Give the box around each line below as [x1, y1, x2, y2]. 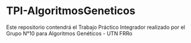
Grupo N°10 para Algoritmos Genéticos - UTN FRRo [6, 29, 133, 37]
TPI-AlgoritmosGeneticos [6, 4, 136, 18]
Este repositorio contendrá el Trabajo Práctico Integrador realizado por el [6, 24, 186, 31]
